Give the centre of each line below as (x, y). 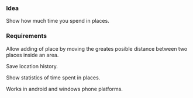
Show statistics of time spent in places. (53, 78)
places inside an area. (32, 55)
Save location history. (32, 66)
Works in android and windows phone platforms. (64, 89)
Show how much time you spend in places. (58, 21)
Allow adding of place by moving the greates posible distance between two (97, 48)
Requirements (27, 36)
